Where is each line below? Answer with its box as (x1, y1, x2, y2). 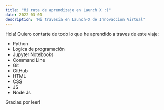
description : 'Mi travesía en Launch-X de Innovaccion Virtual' (5, 17, 146, 22)
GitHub (12, 68, 28, 74)
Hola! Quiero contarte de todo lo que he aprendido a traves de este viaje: (5, 31, 159, 37)
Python (12, 41, 28, 47)
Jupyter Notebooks (12, 51, 54, 58)
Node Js (12, 90, 31, 96)
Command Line (12, 57, 45, 63)
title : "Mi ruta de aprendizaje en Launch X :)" (5, 7, 111, 13)
